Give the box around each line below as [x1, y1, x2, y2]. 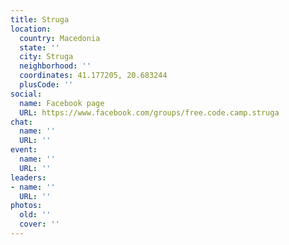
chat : [10, 117, 33, 127]
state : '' [19, 42, 60, 53]
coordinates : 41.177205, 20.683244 [19, 71, 168, 81]
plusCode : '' [19, 80, 74, 90]
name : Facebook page [19, 98, 105, 108]
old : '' [19, 210, 52, 220]
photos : [10, 201, 43, 211]
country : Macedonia [19, 33, 101, 43]
